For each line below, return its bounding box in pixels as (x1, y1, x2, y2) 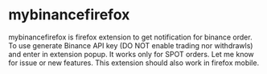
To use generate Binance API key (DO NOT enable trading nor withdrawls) (8, 40, 253, 50)
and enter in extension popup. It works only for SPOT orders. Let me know (8, 49, 255, 59)
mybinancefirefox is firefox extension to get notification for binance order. (8, 32, 253, 42)
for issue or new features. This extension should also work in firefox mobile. (8, 58, 260, 68)
